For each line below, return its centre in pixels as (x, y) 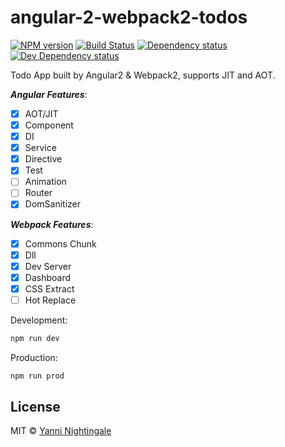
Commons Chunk (60, 243)
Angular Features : (49, 94)
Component (49, 125)
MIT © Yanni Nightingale (61, 431)
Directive (43, 159)
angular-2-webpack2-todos (129, 17)
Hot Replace (50, 300)
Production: (34, 357)
